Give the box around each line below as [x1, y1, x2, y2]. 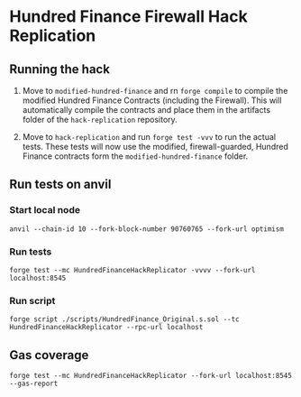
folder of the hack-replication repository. [22, 115, 178, 125]
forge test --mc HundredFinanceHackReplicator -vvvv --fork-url [9, 265, 256, 274]
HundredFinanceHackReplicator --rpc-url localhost [9, 323, 204, 332]
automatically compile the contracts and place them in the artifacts [22, 105, 271, 115]
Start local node [9, 204, 81, 217]
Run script [9, 294, 56, 307]
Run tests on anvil [9, 177, 112, 192]
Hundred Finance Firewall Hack [9, 6, 248, 27]
